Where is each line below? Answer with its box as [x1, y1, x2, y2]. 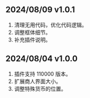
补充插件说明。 [14, 36, 51, 43]
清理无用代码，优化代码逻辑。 [14, 21, 87, 29]
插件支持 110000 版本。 [14, 70, 72, 77]
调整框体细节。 [14, 29, 51, 36]
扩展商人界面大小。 [14, 77, 62, 85]
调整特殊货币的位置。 [14, 85, 66, 92]
